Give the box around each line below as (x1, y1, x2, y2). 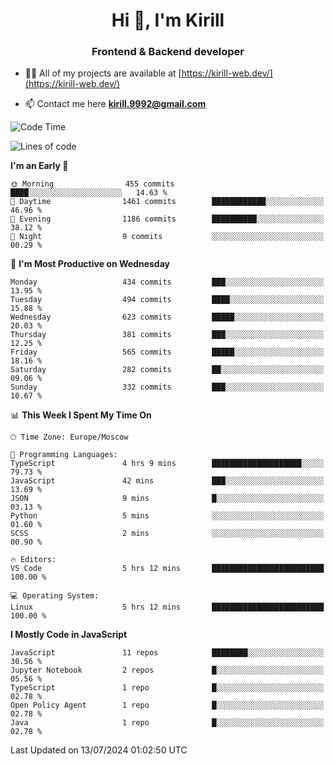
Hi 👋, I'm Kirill (111, 9, 225, 32)
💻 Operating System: (10, 591, 100, 601)
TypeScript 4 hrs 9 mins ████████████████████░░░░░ (10, 459, 325, 469)
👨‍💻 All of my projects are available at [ (24, 67, 182, 79)
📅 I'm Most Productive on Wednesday (10, 258, 170, 270)
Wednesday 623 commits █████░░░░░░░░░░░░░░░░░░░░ (10, 312, 325, 323)
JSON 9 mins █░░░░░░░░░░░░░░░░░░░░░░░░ (10, 494, 325, 504)
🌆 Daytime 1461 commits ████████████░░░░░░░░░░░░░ (10, 197, 325, 207)
